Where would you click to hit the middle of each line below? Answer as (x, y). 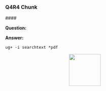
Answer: (14, 38)
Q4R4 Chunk (21, 7)
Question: (16, 28)
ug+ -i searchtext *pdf (32, 48)
